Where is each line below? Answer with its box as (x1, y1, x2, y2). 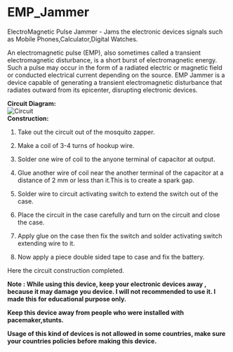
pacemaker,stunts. (7, 316, 65, 324)
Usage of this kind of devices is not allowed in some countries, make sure (7, 329, 226, 337)
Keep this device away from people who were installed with (7, 308, 185, 316)
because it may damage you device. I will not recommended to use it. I (7, 287, 216, 295)
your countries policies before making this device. (7, 337, 157, 345)
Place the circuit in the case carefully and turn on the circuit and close (17, 210, 220, 219)
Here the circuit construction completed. (7, 266, 125, 274)
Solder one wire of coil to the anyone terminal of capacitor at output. (17, 155, 215, 163)
